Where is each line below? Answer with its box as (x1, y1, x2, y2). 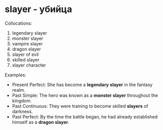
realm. (12, 87, 26, 93)
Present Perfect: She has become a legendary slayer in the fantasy (12, 82, 153, 88)
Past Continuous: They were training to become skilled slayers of (12, 103, 148, 109)
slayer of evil (12, 51, 39, 57)
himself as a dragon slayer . (12, 119, 70, 125)
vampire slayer (12, 40, 43, 46)
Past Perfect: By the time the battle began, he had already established (12, 113, 158, 119)
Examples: (5, 72, 26, 78)
